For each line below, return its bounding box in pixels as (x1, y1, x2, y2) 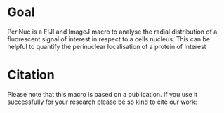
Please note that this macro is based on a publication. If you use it (7, 90, 198, 98)
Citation (7, 67, 55, 83)
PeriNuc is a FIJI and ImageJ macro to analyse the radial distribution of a (7, 27, 218, 36)
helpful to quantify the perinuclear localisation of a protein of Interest (7, 42, 206, 51)
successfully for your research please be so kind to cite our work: (7, 98, 197, 106)
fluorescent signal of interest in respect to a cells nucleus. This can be (7, 34, 211, 43)
